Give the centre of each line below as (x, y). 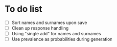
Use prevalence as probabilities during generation (62, 39)
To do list (23, 9)
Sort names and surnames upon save (49, 23)
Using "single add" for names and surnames (56, 34)
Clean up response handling (40, 28)
